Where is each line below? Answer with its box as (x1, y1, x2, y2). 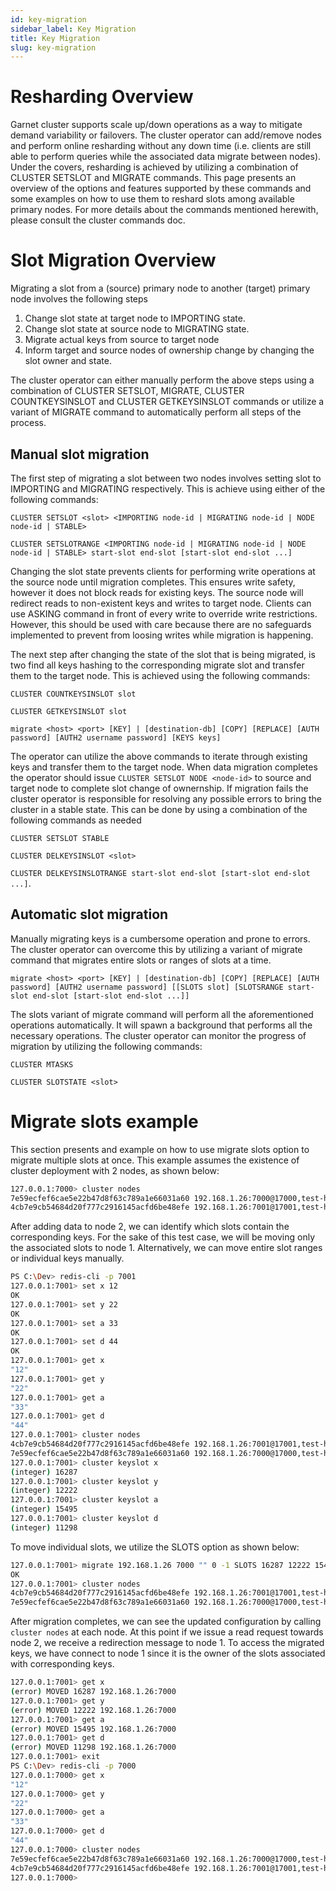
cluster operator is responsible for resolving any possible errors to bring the (10, 792, 323, 805)
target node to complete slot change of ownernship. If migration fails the (10, 782, 309, 794)
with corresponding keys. (10, 1658, 115, 1670)
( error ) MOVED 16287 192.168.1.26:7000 (10, 1687, 177, 1697)
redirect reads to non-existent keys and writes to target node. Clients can (10, 597, 312, 609)
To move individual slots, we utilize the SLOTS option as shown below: (10, 1541, 300, 1553)
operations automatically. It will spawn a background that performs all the (10, 1019, 313, 1031)
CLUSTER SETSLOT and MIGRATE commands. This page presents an (10, 172, 297, 184)
